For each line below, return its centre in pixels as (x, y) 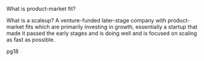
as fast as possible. (31, 40)
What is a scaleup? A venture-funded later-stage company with (86, 20)
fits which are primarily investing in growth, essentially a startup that (111, 27)
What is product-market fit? (41, 9)
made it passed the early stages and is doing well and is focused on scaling (102, 33)
